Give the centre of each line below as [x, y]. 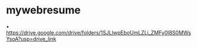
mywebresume [44, 10]
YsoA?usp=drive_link [31, 39]
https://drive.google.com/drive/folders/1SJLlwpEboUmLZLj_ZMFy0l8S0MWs [98, 32]
